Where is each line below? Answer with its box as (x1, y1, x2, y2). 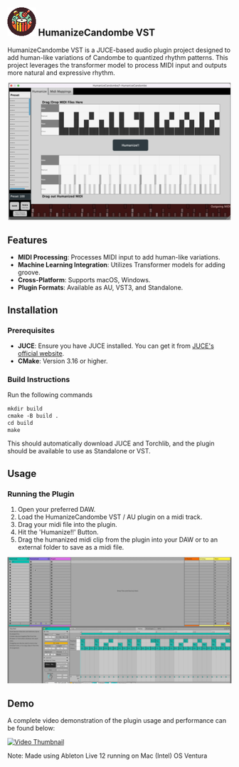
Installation (7, 304, 58, 316)
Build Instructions (7, 374, 70, 384)
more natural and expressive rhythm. (7, 68, 115, 77)
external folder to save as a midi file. (17, 542, 124, 551)
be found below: (7, 724, 55, 733)
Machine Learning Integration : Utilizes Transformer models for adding (17, 261, 225, 269)
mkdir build (7, 406, 43, 413)
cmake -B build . (7, 413, 59, 420)
